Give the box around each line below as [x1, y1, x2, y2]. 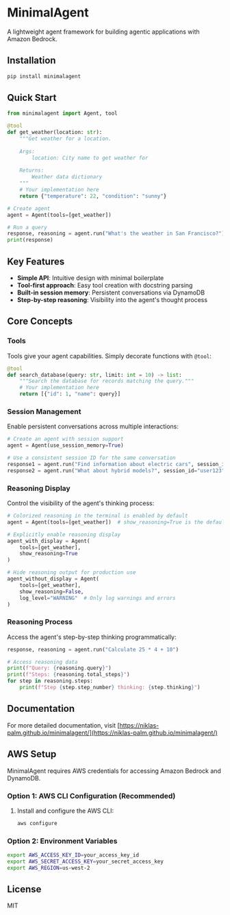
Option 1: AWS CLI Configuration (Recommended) [7, 791, 176, 800]
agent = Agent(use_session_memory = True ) [7, 442, 125, 449]
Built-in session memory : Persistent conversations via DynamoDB [16, 288, 205, 297]
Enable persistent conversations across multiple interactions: [7, 422, 179, 430]
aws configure [16, 820, 57, 826]
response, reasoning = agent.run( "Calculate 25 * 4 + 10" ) [7, 646, 179, 653]
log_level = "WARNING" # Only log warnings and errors [19, 594, 176, 601]
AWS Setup [7, 748, 57, 760]
